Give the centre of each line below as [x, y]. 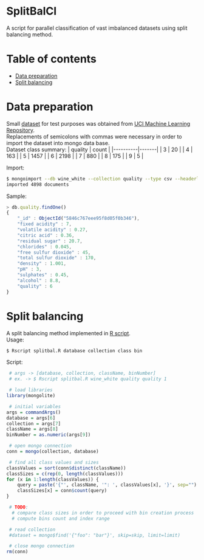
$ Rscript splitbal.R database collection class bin [74, 350]
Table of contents [52, 59]
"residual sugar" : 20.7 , [50, 241]
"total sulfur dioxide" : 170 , [57, 258]
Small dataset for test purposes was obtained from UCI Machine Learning [98, 123]
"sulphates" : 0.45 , [43, 275]
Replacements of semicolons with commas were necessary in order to [94, 136]
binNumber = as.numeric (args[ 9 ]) [49, 435]
